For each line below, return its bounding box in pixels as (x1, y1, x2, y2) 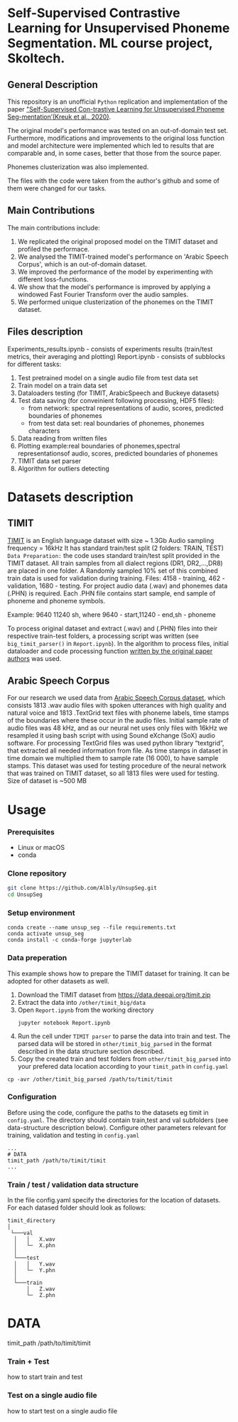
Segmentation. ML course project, (7, 36, 213, 51)
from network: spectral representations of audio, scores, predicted (28, 404, 224, 412)
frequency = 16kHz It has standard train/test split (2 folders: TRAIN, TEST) (7, 544, 224, 552)
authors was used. (7, 654, 62, 662)
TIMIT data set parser (17, 456, 82, 465)
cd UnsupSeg (7, 891, 43, 898)
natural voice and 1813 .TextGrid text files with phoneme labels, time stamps (7, 709, 229, 717)
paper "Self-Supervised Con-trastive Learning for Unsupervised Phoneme (7, 105, 225, 113)
